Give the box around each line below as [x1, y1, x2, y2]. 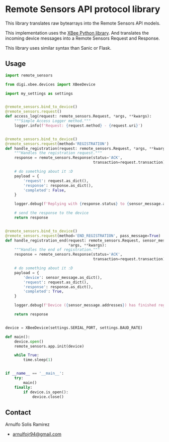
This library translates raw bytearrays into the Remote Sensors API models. [5, 20, 161, 26]
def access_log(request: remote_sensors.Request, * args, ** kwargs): [5, 114, 152, 119]
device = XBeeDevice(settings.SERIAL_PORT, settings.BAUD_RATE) [5, 325, 143, 330]
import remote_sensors [5, 73, 53, 78]
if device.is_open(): [23, 389, 69, 395]
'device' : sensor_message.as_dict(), [23, 275, 102, 280]
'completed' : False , [23, 187, 66, 193]
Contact [5, 408, 31, 416]
